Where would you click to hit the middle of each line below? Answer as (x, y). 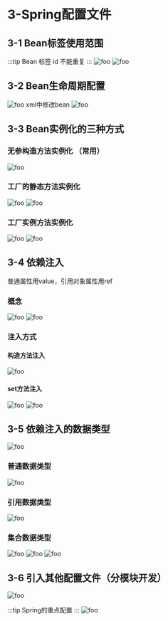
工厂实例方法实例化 (40, 223)
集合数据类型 (30, 538)
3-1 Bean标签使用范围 (56, 43)
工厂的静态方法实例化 (44, 187)
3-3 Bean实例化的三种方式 (66, 129)
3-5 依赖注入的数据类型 (59, 429)
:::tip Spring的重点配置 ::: (43, 610)
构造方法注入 (26, 355)
